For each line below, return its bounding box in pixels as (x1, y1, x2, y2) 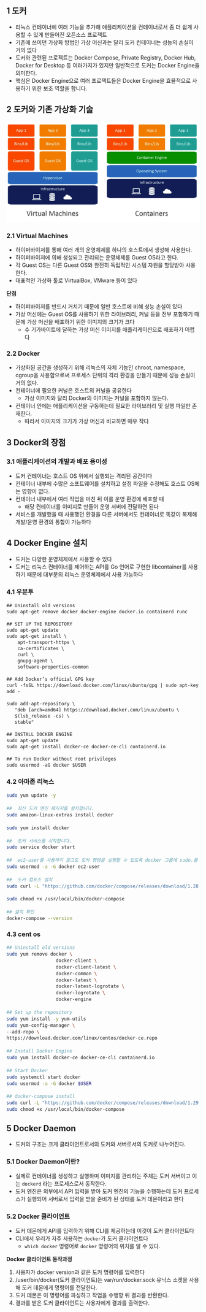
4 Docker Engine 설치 (6, 538, 88, 548)
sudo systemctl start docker (6, 1074, 81, 1080)
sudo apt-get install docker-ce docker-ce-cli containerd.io (6, 744, 166, 750)
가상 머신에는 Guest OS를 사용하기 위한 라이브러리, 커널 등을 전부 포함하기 (15, 310, 193, 318)
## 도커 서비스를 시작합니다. (6, 838, 72, 844)
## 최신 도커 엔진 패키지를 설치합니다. (6, 805, 94, 811)
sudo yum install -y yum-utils (6, 1016, 86, 1022)
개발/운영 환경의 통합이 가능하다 (15, 518, 91, 526)
